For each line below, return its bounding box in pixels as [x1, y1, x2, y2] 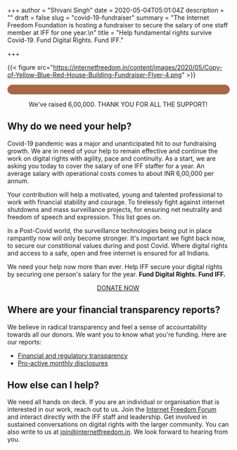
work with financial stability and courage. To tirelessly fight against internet [7, 197, 225, 206]
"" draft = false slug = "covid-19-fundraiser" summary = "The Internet [7, 13, 210, 22]
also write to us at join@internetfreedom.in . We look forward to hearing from [7, 427, 229, 436]
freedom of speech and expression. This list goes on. [7, 213, 162, 221]
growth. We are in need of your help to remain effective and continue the [7, 146, 218, 155]
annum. [7, 176, 30, 185]
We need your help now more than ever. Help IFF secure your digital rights [7, 262, 223, 270]
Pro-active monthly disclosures [17, 358, 108, 367]
